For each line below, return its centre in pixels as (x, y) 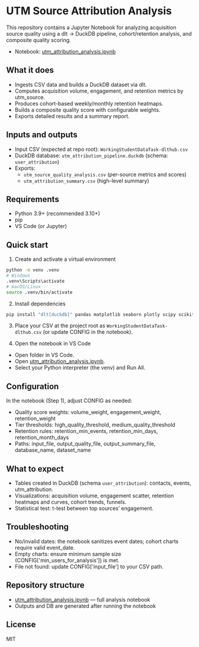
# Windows (18, 276)
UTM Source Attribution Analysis (89, 11)
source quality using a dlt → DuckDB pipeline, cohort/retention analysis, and (99, 33)
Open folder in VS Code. (44, 355)
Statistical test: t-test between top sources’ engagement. (84, 509)
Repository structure (45, 586)
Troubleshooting (38, 527)
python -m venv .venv (33, 270)
